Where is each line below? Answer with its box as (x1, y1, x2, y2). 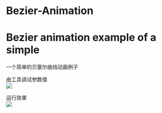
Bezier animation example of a (6, 31, 157, 44)
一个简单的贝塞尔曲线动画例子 (6, 63, 78, 71)
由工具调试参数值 (6, 76, 48, 83)
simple (6, 43, 40, 57)
